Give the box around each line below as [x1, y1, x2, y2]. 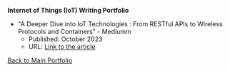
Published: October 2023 [28, 35, 103, 43]
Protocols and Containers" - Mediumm [17, 28, 132, 35]
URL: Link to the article [28, 43, 96, 50]
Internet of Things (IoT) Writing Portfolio [7, 6, 129, 14]
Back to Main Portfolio [7, 56, 73, 65]
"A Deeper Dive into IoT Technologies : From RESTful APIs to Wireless [17, 20, 223, 28]
